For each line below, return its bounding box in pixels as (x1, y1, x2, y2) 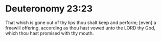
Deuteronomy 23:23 (5, 3, 93, 14)
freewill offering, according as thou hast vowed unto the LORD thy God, (5, 24, 156, 30)
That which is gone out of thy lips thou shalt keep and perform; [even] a (5, 19, 156, 25)
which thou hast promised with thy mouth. (5, 30, 94, 36)
